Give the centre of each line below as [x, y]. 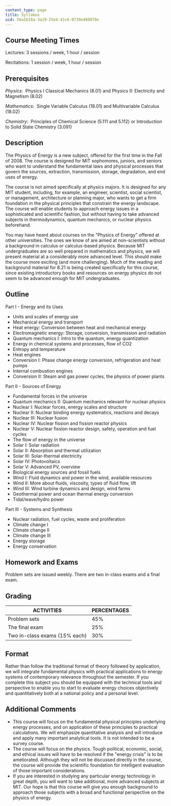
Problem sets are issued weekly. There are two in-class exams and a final [82, 574]
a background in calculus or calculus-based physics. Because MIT [75, 245]
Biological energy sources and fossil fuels [57, 472]
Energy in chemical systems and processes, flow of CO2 [72, 343]
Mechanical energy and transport [48, 322]
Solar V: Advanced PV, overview [46, 467]
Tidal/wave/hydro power [38, 499]
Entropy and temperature [39, 349]
